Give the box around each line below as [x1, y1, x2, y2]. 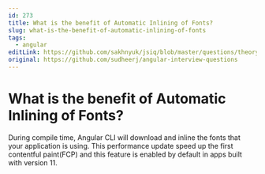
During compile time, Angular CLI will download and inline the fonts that [8, 132, 241, 142]
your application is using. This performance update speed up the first [8, 141, 234, 150]
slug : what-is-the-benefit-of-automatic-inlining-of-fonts [8, 26, 207, 34]
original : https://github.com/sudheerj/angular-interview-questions [8, 56, 238, 64]
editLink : [8, 48, 41, 56]
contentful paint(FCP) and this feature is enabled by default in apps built [8, 149, 243, 159]
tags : [8, 33, 26, 42]
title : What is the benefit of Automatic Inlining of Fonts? [8, 19, 214, 27]
